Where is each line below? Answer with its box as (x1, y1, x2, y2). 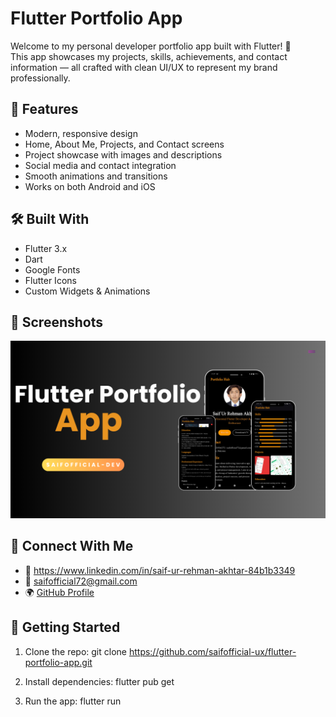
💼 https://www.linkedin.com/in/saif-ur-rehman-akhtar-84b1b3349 (24, 564, 296, 576)
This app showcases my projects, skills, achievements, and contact (10, 50, 288, 62)
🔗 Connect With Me (10, 538, 134, 555)
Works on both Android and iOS (24, 180, 156, 192)
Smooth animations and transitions (24, 170, 168, 182)
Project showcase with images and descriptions (24, 148, 223, 161)
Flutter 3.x (24, 242, 68, 254)
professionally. (10, 72, 71, 84)
